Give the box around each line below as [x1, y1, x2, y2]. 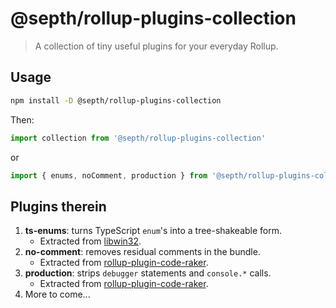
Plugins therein [10, 198, 107, 215]
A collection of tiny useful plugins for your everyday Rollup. [34, 40, 279, 52]
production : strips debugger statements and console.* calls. [24, 267, 272, 279]
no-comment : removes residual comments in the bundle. [24, 246, 261, 258]
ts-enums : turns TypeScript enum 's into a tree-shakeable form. [24, 225, 283, 237]
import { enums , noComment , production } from [10, 170, 208, 181]
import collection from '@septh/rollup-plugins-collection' [10, 133, 267, 143]
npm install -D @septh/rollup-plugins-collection [10, 95, 222, 106]
